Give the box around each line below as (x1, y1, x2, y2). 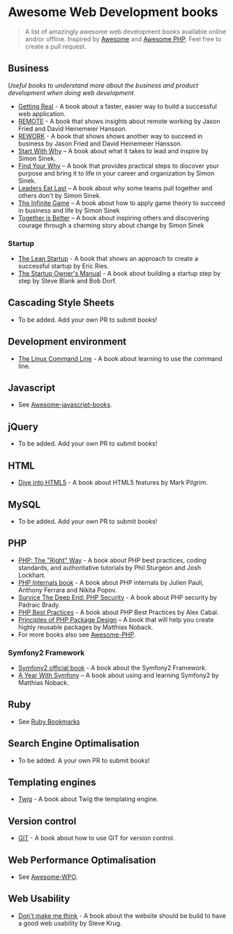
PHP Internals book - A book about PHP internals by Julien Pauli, (17, 578, 204, 586)
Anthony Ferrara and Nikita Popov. (17, 586, 117, 594)
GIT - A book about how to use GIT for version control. (17, 834, 175, 842)
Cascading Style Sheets (8, 297, 114, 309)
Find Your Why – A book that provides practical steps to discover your (17, 162, 219, 170)
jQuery (8, 420, 39, 432)
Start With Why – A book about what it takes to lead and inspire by (17, 146, 209, 155)
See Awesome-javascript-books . (17, 400, 112, 409)
